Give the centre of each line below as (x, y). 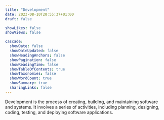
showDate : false (26, 46)
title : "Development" (27, 10)
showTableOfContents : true (37, 69)
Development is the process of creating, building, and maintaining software (82, 102)
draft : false (19, 19)
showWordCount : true (31, 78)
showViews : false (23, 33)
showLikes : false (23, 28)
